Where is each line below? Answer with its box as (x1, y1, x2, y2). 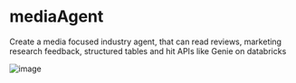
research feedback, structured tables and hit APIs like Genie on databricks (9, 45, 287, 56)
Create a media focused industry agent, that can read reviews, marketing (9, 36, 282, 47)
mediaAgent (9, 6, 104, 27)
